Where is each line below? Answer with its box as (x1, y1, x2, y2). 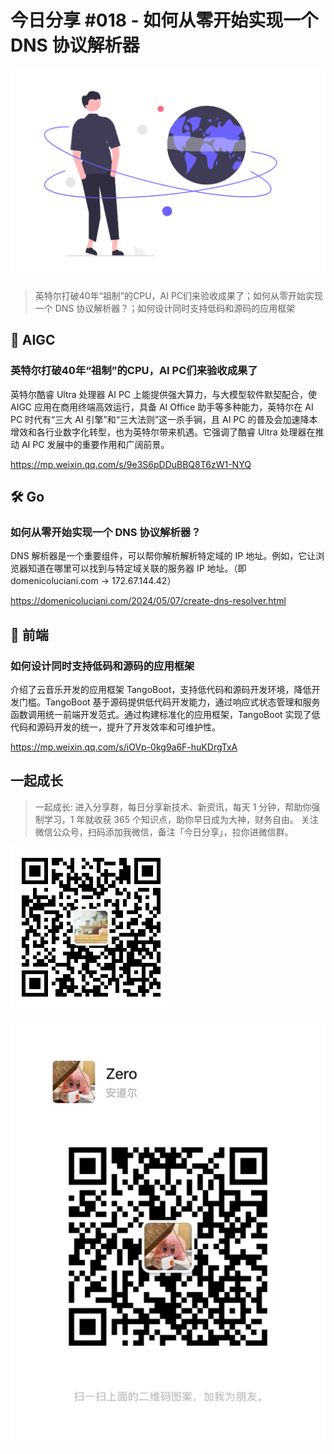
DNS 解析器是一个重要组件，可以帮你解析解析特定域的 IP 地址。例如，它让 (10, 550, 317, 562)
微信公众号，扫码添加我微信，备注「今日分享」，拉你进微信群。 (34, 826, 294, 838)
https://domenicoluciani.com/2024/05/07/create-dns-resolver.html (10, 595, 287, 607)
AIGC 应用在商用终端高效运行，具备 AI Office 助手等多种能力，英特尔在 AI (10, 401, 314, 413)
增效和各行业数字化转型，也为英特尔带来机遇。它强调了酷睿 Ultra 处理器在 (10, 426, 316, 438)
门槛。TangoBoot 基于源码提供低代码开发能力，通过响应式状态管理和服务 (18, 696, 321, 708)
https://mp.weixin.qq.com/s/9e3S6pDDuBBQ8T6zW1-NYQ (10, 458, 252, 470)
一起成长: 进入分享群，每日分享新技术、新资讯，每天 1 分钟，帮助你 (34, 801, 312, 813)
